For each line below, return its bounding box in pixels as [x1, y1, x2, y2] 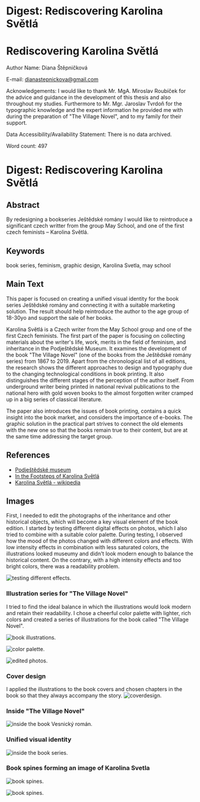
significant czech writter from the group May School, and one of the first [6, 222, 184, 229]
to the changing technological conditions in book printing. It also [6, 370, 164, 377]
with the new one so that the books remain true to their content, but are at [6, 426, 188, 434]
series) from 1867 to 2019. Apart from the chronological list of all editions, [6, 358, 187, 365]
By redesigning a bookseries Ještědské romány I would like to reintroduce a [6, 216, 193, 223]
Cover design [6, 672, 46, 680]
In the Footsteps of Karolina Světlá [14, 472, 100, 480]
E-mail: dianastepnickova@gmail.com [6, 76, 99, 83]
